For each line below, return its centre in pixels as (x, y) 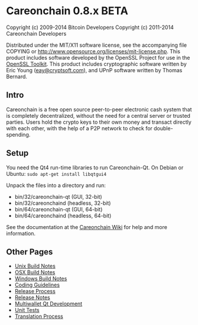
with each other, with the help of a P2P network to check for (79, 128)
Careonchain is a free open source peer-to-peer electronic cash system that (99, 109)
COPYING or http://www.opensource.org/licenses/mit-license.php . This (93, 51)
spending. (18, 134)
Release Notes (32, 298)
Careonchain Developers (36, 33)
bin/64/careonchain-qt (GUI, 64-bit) (59, 209)
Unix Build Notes (35, 266)
